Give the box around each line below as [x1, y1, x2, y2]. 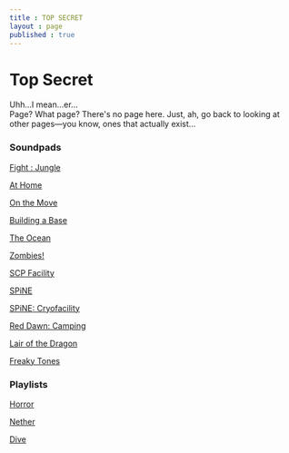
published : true [9, 30, 75, 39]
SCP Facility [9, 267, 55, 278]
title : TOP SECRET [9, 13, 84, 23]
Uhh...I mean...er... [9, 99, 79, 110]
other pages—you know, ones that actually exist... [9, 119, 196, 130]
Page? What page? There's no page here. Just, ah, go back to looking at [9, 109, 280, 120]
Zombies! [9, 250, 45, 261]
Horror [9, 399, 35, 409]
